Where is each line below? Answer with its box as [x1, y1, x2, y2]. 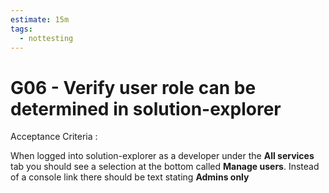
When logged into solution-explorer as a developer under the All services [10, 150, 315, 162]
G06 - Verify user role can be [10, 76, 257, 99]
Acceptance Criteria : [10, 131, 98, 143]
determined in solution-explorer [10, 97, 282, 120]
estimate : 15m [10, 14, 70, 25]
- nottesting [19, 33, 74, 43]
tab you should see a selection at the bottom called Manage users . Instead [10, 161, 320, 173]
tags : [10, 24, 33, 34]
